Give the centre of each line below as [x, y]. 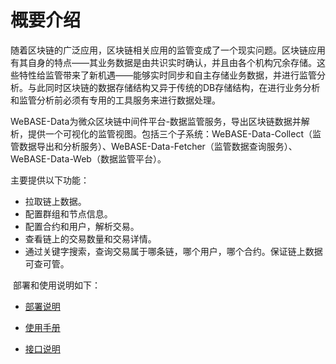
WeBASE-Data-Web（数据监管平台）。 [88, 158]
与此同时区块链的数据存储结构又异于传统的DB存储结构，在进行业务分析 [174, 87]
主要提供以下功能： [50, 180]
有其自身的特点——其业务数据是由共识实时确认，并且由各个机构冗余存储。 [163, 62]
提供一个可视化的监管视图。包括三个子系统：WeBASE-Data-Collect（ [170, 133]
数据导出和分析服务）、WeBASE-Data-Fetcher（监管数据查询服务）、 [158, 146]
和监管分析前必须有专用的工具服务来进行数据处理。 [115, 100]
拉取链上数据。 [55, 201]
